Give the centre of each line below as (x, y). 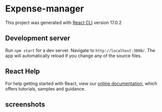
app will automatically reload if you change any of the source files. (73, 55)
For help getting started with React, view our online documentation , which (81, 83)
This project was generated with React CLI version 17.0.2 (63, 22)
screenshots (25, 104)
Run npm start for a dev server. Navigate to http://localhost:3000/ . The (80, 50)
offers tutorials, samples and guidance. (45, 88)
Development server (38, 38)
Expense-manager (44, 9)
